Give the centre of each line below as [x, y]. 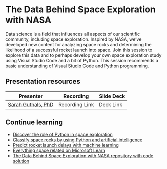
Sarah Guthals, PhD [31, 104]
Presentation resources [43, 82]
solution [21, 161]
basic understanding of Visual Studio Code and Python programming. [77, 66]
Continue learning [34, 122]
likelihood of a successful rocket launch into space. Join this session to [79, 50]
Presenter [30, 96]
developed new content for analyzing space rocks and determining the [78, 44]
